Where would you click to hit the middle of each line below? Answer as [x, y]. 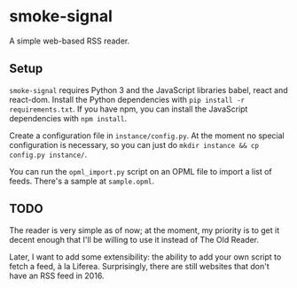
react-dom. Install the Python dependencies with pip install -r [127, 99]
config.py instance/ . [48, 154]
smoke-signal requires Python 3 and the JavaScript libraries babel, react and [148, 90]
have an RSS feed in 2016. [57, 276]
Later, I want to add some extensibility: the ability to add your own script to [145, 257]
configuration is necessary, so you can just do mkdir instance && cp [134, 144]
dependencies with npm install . [68, 118]
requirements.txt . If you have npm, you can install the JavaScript [129, 109]
